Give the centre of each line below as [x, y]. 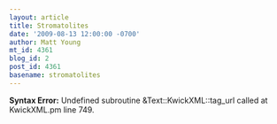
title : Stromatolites [49, 26]
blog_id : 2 [29, 58]
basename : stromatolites [55, 75]
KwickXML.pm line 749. [52, 109]
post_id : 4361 [35, 67]
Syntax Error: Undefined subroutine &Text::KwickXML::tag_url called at [138, 100]
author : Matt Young [45, 42]
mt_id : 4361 [31, 50]
